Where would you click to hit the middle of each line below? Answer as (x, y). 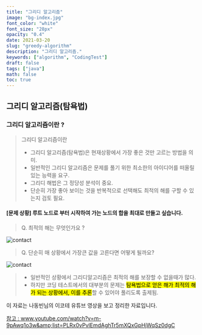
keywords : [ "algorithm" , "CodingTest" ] (57, 57)
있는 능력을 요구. (50, 175)
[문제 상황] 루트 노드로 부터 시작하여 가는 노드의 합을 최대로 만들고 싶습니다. (95, 213)
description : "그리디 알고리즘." (44, 52)
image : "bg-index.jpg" (35, 18)
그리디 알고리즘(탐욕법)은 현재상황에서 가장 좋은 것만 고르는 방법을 (109, 152)
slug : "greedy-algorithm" (39, 46)
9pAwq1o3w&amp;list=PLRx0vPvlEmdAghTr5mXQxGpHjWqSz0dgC (91, 325)
